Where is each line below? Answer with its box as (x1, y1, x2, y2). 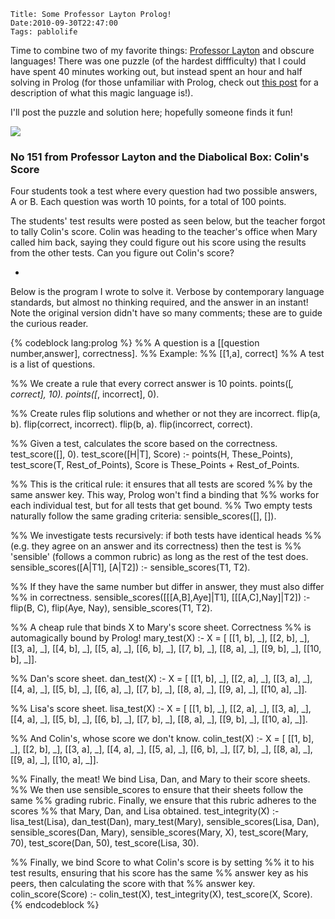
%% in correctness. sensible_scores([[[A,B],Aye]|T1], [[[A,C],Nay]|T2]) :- (10, 591, 311, 604)
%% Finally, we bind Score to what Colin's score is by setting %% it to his (10, 856, 315, 869)
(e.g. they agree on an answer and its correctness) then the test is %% (10, 540, 302, 552)
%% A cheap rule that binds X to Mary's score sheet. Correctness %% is (10, 621, 312, 634)
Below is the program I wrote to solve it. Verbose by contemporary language (10, 286, 325, 298)
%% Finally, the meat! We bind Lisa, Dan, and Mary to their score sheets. (10, 773, 311, 785)
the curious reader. (10, 318, 89, 330)
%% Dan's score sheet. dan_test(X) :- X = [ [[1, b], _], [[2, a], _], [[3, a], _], (10, 673, 313, 685)
